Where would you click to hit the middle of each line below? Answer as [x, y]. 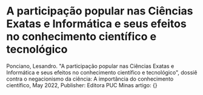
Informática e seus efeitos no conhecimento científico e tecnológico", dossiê [102, 72]
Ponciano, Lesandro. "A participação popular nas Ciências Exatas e [90, 66]
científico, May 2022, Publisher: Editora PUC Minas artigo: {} [82, 85]
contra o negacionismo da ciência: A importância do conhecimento [90, 79]
